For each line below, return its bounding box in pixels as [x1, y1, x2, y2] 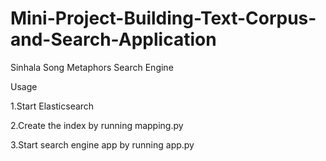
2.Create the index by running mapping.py [10, 119, 184, 131]
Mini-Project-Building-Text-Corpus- [10, 7, 317, 30]
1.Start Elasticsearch [10, 100, 95, 112]
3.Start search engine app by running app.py [10, 138, 195, 151]
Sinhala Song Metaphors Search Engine [10, 61, 174, 73]
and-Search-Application [10, 28, 217, 51]
